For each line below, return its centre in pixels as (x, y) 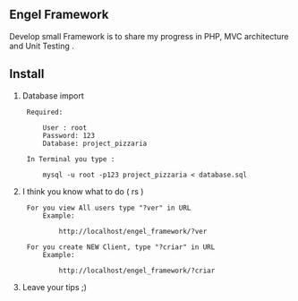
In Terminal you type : (71, 159)
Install (27, 74)
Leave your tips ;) (55, 287)
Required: (45, 112)
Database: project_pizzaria (95, 143)
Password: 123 (69, 135)
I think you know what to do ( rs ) (83, 191)
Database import (53, 95)
